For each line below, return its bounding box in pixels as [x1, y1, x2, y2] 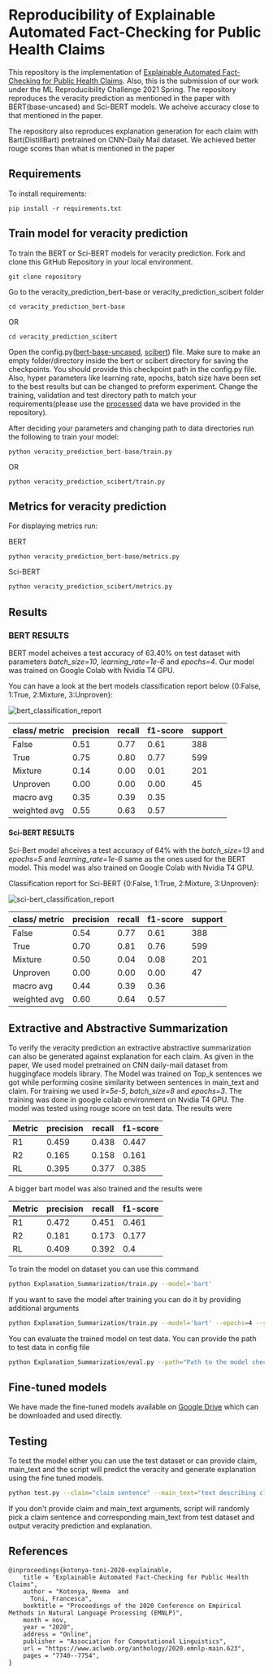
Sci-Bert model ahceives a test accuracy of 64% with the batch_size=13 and [8, 846, 265, 855]
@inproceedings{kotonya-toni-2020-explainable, [8, 1566, 173, 1574]
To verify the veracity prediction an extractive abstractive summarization [8, 1042, 252, 1052]
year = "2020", [23, 1623, 75, 1631]
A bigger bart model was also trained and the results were [8, 1183, 203, 1193]
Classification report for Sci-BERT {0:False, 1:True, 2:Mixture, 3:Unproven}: [8, 879, 259, 889]
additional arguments [8, 1303, 80, 1313]
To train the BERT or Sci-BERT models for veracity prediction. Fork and [8, 248, 245, 258]
